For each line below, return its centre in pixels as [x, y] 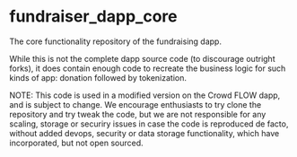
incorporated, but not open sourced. [76, 143]
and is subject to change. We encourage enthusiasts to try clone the [135, 104]
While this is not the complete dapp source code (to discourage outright [142, 58]
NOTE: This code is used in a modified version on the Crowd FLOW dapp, [145, 95]
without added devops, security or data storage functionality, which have [144, 133]
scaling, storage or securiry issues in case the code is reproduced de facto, [149, 124]
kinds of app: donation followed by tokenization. [98, 77]
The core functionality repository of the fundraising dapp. [116, 41]
